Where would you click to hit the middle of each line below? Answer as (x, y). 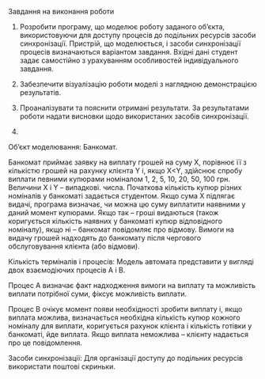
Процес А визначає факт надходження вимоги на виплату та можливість (132, 285)
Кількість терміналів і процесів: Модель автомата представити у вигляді (131, 262)
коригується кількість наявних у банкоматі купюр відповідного (115, 221)
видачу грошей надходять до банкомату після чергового (105, 238)
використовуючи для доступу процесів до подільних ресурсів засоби (138, 35)
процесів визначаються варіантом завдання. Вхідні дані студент (129, 52)
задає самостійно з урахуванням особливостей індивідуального (129, 60)
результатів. (40, 93)
